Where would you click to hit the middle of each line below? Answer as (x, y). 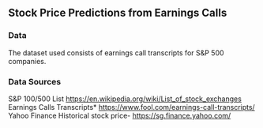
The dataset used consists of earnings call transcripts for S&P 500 (116, 53)
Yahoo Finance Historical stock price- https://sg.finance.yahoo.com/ (120, 115)
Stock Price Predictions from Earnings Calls (118, 13)
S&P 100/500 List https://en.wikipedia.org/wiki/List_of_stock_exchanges (125, 99)
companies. (27, 61)
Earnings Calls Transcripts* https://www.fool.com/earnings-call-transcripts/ (131, 107)
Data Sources (35, 81)
